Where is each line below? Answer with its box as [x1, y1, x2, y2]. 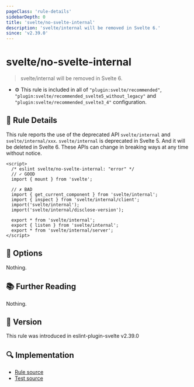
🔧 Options [6, 248, 43, 258]
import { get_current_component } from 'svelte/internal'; [11, 191, 158, 198]
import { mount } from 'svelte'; [11, 176, 93, 182]
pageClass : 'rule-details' [6, 8, 72, 15]
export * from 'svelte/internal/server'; [11, 227, 114, 233]
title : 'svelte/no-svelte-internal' [6, 19, 95, 25]
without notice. [6, 150, 42, 157]
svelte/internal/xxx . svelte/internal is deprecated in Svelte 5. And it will [6, 137, 186, 144]
